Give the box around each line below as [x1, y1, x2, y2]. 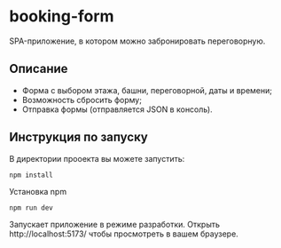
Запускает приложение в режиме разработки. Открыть [9, 219, 220, 229]
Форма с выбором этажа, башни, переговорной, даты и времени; [21, 84, 273, 95]
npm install [9, 171, 53, 180]
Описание [9, 61, 68, 76]
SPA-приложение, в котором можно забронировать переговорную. [9, 36, 266, 46]
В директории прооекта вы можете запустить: [9, 153, 185, 164]
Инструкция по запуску [9, 130, 148, 145]
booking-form [9, 6, 114, 27]
